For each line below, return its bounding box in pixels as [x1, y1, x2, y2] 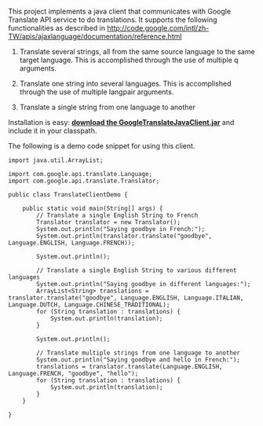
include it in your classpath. [8, 126, 97, 135]
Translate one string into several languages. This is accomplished [19, 79, 232, 88]
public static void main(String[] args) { [22, 204, 163, 212]
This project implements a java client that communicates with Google [8, 7, 232, 16]
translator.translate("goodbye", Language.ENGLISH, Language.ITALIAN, [8, 294, 244, 302]
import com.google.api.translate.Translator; [8, 177, 159, 185]
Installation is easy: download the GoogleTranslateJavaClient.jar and [8, 118, 235, 127]
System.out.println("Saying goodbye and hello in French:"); [36, 356, 241, 364]
